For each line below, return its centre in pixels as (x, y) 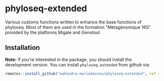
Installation (22, 48)
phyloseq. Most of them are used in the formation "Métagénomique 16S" (78, 27)
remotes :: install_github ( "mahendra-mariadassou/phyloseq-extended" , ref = (83, 74)
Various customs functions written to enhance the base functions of (73, 22)
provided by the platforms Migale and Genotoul (52, 32)
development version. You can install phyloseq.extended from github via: (78, 64)
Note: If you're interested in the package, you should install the (68, 60)
